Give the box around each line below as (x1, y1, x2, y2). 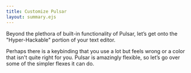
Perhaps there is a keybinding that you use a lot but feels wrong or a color (6, 47, 185, 54)
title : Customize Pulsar (6, 8, 67, 15)
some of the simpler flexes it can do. (6, 60, 95, 67)
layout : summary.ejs (6, 14, 57, 20)
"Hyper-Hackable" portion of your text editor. (6, 36, 116, 43)
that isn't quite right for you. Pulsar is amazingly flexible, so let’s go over (6, 54, 180, 61)
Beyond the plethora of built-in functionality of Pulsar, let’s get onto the (6, 30, 178, 37)
